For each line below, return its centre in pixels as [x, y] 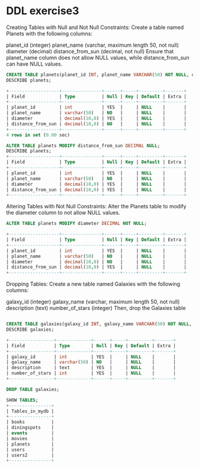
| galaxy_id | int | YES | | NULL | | [91, 357]
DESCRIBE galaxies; [30, 330]
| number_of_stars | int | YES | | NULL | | [91, 373]
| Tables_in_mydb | [30, 411]
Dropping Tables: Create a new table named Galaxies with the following [93, 284]
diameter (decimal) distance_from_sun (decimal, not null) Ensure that [90, 51]
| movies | [30, 438]
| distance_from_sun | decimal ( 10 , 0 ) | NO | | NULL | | [96, 124]
